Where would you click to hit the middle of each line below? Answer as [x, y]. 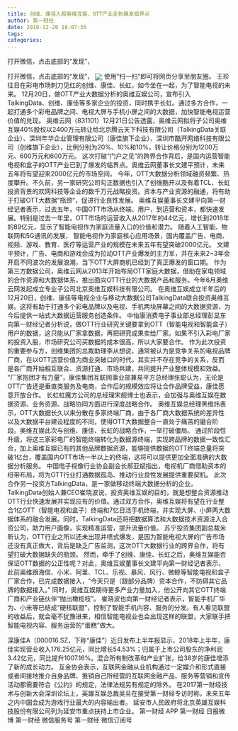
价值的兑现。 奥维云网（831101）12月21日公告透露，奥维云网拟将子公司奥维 [117, 120]
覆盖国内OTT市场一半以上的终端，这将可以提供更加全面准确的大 [128, 457]
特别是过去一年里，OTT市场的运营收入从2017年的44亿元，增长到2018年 [125, 218]
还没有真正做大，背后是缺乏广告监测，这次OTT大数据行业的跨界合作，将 [113, 545]
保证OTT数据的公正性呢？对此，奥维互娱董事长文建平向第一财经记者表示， [116, 563]
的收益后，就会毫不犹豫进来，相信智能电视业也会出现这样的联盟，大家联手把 [119, 616]
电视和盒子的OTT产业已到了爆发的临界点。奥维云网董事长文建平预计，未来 [116, 165]
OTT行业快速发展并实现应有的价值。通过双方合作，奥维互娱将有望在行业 [113, 501]
